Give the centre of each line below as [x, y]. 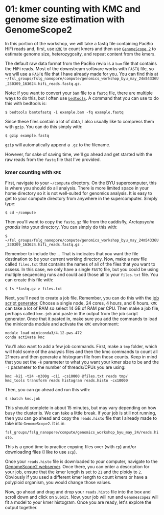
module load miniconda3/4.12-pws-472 [44, 333]
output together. [21, 508]
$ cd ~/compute [21, 213]
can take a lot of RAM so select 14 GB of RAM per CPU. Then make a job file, [82, 308]
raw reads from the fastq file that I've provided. [53, 159]
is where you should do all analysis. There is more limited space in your [77, 188]
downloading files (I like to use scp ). [41, 452]
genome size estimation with [65, 19]
